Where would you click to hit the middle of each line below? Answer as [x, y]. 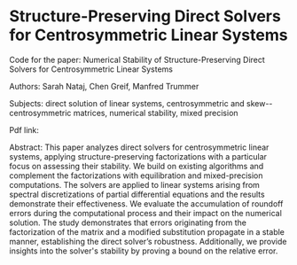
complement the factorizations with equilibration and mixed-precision [136, 175]
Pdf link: [24, 129]
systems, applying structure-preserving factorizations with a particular [138, 156]
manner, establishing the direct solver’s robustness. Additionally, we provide [148, 241]
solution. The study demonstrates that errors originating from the [128, 222]
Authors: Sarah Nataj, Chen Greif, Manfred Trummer [104, 86]
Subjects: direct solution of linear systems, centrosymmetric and [127, 103]
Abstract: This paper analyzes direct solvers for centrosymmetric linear [139, 147]
